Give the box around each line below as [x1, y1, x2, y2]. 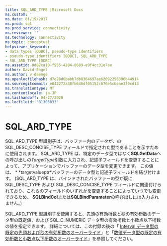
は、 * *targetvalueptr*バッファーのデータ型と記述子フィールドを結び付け [5, 169, 157, 175]
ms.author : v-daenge [5, 72, 48, 77]
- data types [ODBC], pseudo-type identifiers [5, 49, 103, 54]
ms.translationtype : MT [5, 85, 55, 91]
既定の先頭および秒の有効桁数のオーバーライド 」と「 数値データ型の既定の [5, 230, 158, 236]
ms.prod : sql [5, 21, 32, 26]
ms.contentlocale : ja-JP [5, 90, 57, 95]
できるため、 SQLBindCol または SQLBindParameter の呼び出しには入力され [5, 194, 159, 200]
